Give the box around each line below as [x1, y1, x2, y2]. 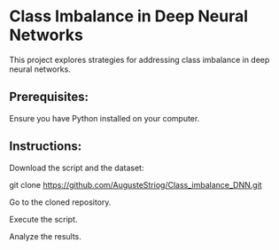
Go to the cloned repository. [9, 197, 112, 207]
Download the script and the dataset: [9, 162, 144, 173]
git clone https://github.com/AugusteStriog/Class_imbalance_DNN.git [9, 179, 263, 190]
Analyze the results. [9, 230, 82, 241]
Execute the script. [9, 214, 78, 224]
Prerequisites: [9, 90, 89, 105]
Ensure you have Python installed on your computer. [9, 113, 200, 123]
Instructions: [9, 139, 82, 154]
